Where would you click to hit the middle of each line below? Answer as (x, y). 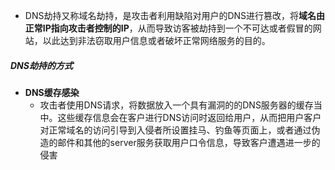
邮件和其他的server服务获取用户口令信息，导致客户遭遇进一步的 (189, 142)
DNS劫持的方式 (41, 65)
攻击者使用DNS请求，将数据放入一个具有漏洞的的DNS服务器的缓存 (176, 105)
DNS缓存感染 (52, 92)
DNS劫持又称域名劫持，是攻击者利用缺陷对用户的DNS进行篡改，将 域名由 (175, 15)
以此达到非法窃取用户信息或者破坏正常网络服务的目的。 (156, 40)
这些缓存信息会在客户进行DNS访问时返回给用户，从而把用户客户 (189, 117)
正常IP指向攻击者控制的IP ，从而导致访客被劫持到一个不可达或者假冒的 (168, 28)
